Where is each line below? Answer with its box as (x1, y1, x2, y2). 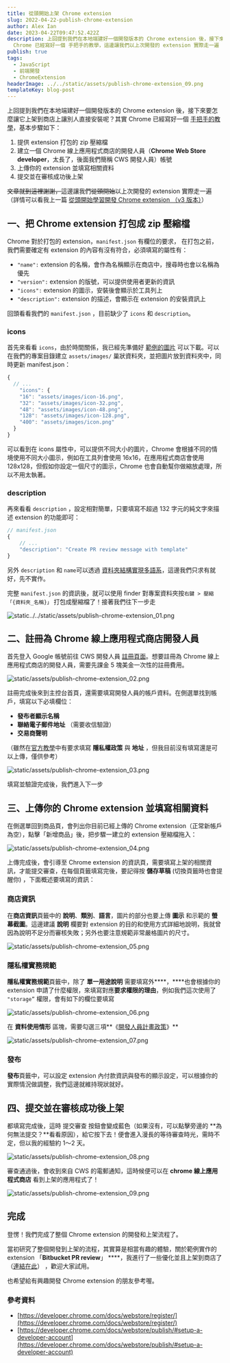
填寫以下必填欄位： (18, 698, 73, 706)
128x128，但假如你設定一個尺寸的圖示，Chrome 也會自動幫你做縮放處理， (7, 461, 216, 470)
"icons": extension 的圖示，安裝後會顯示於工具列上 (16, 286, 163, 294)
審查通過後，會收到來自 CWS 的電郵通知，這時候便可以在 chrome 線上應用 (7, 1167, 218, 1175)
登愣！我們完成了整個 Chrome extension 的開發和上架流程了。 (7, 1230, 183, 1238)
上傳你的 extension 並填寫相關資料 (16, 164, 114, 172)
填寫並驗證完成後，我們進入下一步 (7, 780, 103, 788)
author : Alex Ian (7, 23, 57, 30)
